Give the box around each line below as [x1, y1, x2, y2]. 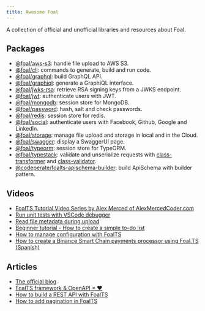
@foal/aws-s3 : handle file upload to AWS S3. [15, 60, 129, 67]
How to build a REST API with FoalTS [15, 291, 108, 298]
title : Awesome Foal [6, 9, 59, 15]
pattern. [15, 171, 35, 178]
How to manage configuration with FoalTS [15, 231, 122, 238]
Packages [6, 44, 45, 54]
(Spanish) [15, 244, 40, 251]
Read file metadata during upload [15, 218, 100, 225]
